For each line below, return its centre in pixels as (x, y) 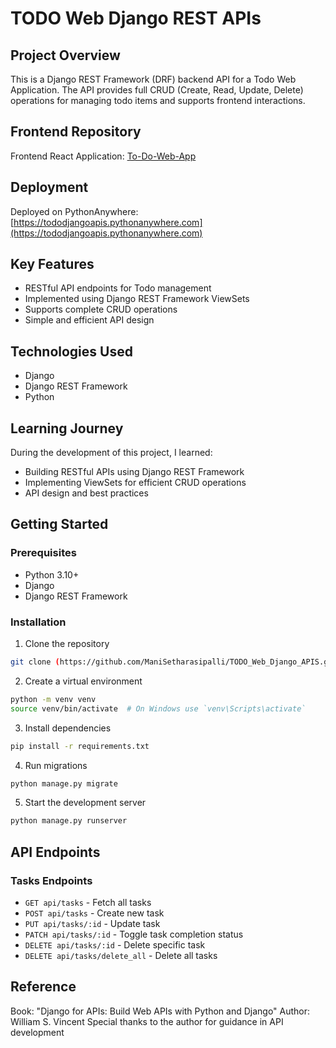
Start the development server (85, 803)
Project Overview (65, 55)
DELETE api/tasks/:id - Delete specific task (115, 944)
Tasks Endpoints (51, 880)
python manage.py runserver (69, 821)
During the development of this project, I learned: (111, 453)
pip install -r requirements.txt (80, 746)
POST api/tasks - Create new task (94, 913)
